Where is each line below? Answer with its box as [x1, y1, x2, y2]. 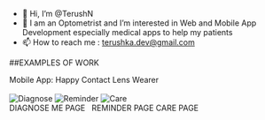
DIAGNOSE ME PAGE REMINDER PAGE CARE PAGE [9, 102, 199, 113]
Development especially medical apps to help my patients [21, 27, 233, 37]
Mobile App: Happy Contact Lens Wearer [9, 75, 160, 85]
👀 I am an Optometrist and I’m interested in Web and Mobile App [21, 18, 257, 28]
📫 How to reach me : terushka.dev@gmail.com [21, 37, 195, 48]
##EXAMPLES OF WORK [9, 57, 100, 68]
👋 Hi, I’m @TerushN [21, 9, 94, 19]
